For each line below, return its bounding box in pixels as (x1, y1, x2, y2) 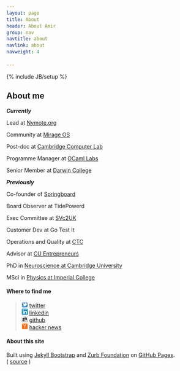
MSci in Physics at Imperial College (6, 273, 95, 281)
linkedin (29, 309, 49, 316)
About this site (6, 338, 45, 345)
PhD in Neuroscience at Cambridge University (6, 262, 122, 269)
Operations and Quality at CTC (6, 238, 84, 245)
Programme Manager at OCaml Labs (6, 154, 99, 162)
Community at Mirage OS (6, 131, 70, 138)
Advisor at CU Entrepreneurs (6, 249, 80, 257)
